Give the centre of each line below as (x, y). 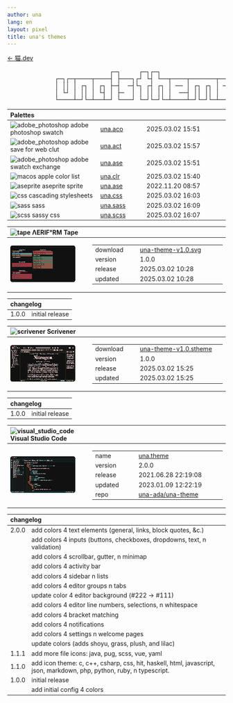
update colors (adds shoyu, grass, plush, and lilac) (103, 644)
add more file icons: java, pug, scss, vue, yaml (97, 653)
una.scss (113, 215)
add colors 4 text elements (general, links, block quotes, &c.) (118, 530)
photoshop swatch (37, 132)
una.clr (110, 176)
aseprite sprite (62, 186)
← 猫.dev (20, 58)
